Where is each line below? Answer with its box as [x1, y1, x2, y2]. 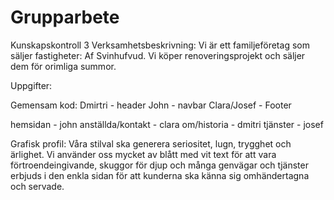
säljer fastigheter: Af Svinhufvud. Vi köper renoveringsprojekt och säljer [10, 49, 306, 61]
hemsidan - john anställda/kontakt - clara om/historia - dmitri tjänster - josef [10, 118, 324, 130]
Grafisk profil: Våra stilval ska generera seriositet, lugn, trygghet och [10, 137, 292, 150]
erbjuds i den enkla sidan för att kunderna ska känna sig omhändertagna [10, 169, 310, 181]
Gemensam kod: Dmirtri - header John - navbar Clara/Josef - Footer [10, 99, 292, 111]
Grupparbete [10, 6, 120, 29]
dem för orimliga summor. [10, 60, 117, 72]
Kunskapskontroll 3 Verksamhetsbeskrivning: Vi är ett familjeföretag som [10, 39, 310, 51]
